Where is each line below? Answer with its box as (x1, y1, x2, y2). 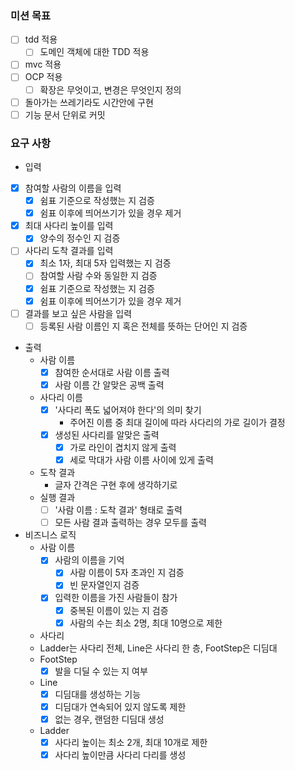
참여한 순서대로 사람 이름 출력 (54, 366, 170, 378)
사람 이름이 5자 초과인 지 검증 (69, 567, 185, 579)
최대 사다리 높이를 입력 (24, 220, 114, 232)
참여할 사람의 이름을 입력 (24, 182, 122, 194)
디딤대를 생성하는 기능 (54, 688, 142, 700)
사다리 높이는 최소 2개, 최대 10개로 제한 (54, 736, 208, 748)
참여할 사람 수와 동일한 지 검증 (39, 270, 158, 282)
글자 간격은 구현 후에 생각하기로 (54, 479, 178, 491)
